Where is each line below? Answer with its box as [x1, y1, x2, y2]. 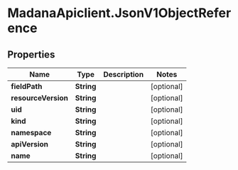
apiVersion [11, 139, 48, 149]
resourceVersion [11, 93, 69, 102]
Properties [7, 48, 55, 60]
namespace [11, 128, 52, 137]
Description [102, 70, 144, 79]
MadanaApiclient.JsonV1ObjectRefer [7, 5, 232, 21]
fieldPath [11, 82, 43, 91]
